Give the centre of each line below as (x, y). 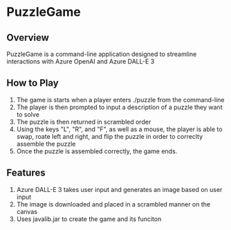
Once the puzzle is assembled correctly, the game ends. (97, 151)
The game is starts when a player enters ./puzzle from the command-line (120, 99)
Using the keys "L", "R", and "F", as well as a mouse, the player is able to (119, 129)
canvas (27, 211)
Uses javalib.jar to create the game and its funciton (89, 219)
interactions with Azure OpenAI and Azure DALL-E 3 (81, 61)
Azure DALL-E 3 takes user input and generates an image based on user (119, 189)
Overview (28, 38)
